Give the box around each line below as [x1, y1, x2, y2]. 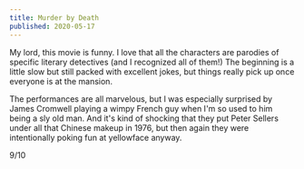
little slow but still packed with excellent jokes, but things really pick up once [9, 65, 295, 77]
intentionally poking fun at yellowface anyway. [9, 132, 182, 143]
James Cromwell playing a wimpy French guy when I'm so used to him [9, 103, 273, 114]
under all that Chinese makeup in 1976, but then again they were [9, 122, 250, 133]
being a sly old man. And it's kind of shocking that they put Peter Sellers [9, 113, 279, 124]
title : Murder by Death [9, 13, 100, 23]
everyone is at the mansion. [9, 75, 113, 86]
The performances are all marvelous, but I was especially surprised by [9, 93, 273, 104]
